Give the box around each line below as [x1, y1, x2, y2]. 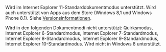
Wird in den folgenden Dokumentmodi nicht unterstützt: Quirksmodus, [5, 25, 153, 31]
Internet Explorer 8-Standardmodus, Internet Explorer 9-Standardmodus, [5, 35, 159, 41]
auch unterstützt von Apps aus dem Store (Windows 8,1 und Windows [5, 10, 152, 16]
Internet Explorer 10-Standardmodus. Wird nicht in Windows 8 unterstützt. [5, 41, 161, 47]
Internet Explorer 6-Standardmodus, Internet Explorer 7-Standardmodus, [5, 30, 158, 36]
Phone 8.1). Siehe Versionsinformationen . [5, 15, 92, 21]
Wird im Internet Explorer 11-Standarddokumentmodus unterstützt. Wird [5, 5, 156, 10]
